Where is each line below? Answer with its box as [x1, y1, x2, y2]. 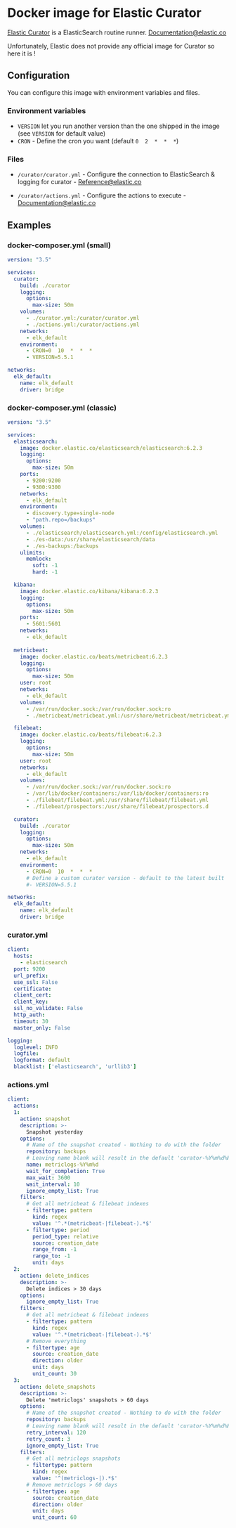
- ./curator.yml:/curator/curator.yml [25, 315, 140, 322]
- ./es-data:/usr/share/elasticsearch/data [25, 536, 156, 543]
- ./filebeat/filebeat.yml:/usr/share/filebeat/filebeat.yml [25, 796, 209, 804]
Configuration [7, 70, 70, 82]
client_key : [13, 998, 49, 1006]
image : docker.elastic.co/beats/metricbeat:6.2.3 [20, 653, 169, 660]
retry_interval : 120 [25, 1429, 86, 1436]
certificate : [13, 985, 52, 992]
